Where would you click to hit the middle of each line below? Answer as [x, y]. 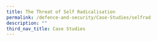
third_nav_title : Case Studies [46, 29]
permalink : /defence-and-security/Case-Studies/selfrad [78, 17]
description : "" [27, 23]
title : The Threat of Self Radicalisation [61, 12]
